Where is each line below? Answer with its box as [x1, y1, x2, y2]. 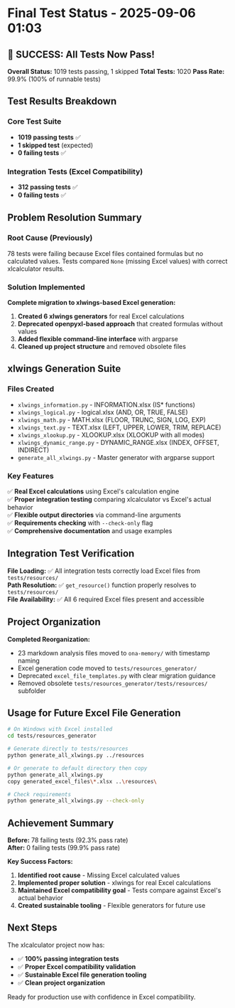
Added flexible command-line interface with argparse [17, 334, 179, 343]
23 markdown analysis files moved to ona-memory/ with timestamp [17, 648, 211, 657]
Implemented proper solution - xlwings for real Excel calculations [17, 879, 212, 887]
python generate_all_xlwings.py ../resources [7, 752, 144, 759]
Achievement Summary [7, 817, 114, 829]
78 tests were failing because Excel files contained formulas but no [7, 249, 204, 257]
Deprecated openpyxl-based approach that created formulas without [17, 319, 224, 328]
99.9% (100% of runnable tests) [7, 75, 101, 83]
